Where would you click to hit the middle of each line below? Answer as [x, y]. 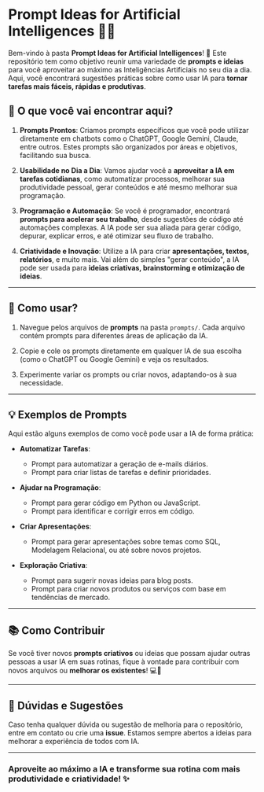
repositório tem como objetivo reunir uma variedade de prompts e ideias [126, 61]
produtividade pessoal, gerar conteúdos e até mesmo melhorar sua [128, 187]
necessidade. [41, 382]
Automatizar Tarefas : [55, 449]
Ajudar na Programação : [60, 488]
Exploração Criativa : [53, 565]
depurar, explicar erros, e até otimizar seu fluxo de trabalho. [117, 236]
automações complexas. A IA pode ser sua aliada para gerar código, [130, 227]
